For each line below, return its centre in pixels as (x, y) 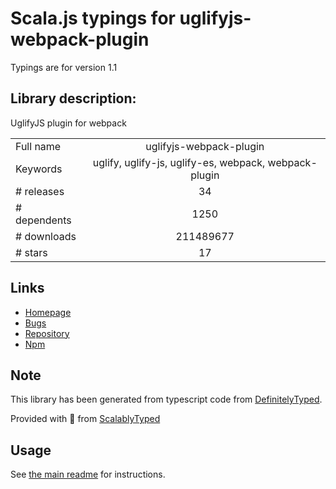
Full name (38, 146)
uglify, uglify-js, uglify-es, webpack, (179, 162)
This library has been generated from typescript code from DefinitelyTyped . (166, 399)
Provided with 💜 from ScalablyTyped (85, 419)
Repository (47, 333)
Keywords (39, 169)
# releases (40, 191)
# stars (31, 252)
